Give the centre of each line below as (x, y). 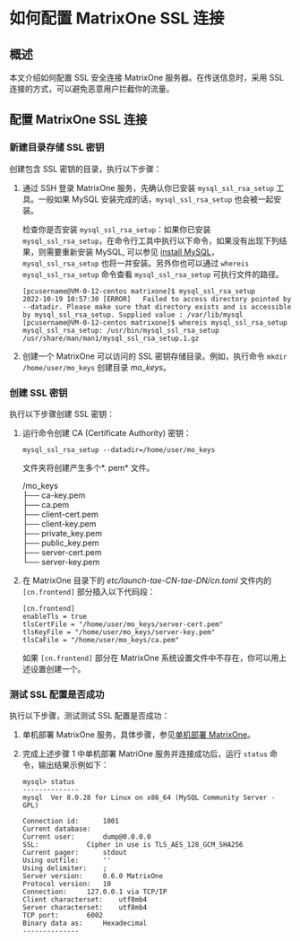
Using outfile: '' (67, 861)
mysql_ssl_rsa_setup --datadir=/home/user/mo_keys (119, 449)
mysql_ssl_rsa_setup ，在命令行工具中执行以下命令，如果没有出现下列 (150, 240)
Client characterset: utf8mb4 (85, 900)
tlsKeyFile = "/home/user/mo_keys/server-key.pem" (119, 632)
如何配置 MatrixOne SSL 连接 (117, 18)
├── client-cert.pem (60, 514)
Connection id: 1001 (70, 822)
